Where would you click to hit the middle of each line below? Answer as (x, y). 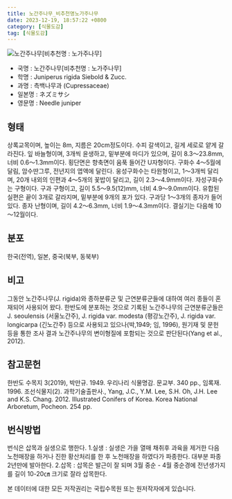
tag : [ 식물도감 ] (28, 33)
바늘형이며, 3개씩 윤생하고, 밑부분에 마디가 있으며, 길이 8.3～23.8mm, (129, 154)
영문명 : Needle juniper (49, 103)
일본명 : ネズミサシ (44, 94)
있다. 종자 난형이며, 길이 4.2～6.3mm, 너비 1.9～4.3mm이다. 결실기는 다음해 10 (114, 206)
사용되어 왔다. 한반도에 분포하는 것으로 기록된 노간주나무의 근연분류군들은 (124, 307)
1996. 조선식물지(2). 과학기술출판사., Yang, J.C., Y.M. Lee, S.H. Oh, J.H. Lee (113, 391)
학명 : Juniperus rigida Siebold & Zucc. (72, 77)
